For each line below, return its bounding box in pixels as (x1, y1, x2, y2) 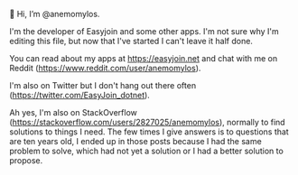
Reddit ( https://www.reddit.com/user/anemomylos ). (9, 63, 201, 73)
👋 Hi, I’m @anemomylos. (9, 9, 100, 19)
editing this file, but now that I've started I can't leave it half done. (9, 36, 253, 46)
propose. (9, 155, 43, 166)
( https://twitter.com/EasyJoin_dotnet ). (9, 90, 151, 100)
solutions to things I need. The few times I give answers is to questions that (9, 126, 289, 137)
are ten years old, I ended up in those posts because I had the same (9, 136, 262, 146)
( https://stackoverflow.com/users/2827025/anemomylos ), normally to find (9, 117, 286, 127)
